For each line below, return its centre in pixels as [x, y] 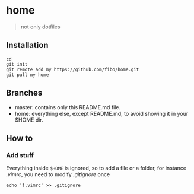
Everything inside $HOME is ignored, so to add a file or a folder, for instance [96, 168]
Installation [27, 45]
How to [20, 138]
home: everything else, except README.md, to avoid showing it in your [101, 113]
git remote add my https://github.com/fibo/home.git [73, 69]
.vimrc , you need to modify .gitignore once [58, 174]
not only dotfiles [40, 27]
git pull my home [28, 75]
